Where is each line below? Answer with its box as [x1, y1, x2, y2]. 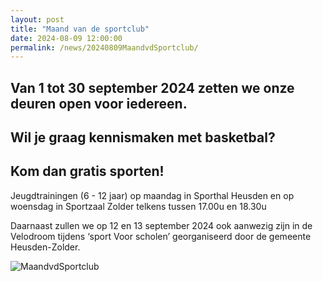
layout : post [10, 14, 65, 25]
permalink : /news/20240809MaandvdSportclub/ [10, 42, 199, 53]
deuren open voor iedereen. [10, 95, 188, 112]
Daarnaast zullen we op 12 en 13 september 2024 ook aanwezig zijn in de [10, 219, 313, 231]
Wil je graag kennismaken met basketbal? [10, 129, 276, 146]
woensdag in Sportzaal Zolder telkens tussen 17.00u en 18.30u [10, 200, 267, 212]
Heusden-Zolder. [10, 241, 81, 253]
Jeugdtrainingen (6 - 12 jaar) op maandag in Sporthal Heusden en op [10, 189, 295, 201]
